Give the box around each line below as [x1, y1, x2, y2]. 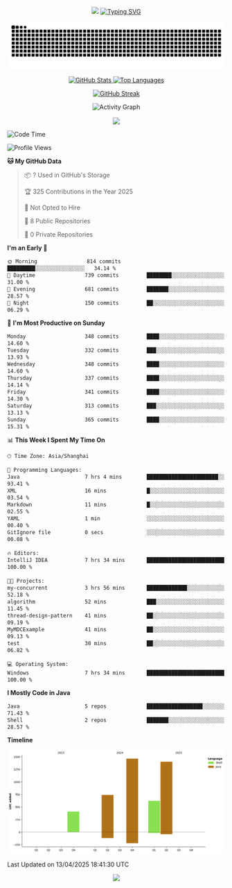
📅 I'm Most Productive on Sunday [7, 318, 105, 327]
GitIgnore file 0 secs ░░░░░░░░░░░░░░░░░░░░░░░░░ [7, 529, 225, 536]
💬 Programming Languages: [7, 466, 82, 473]
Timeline [7, 735, 33, 744]
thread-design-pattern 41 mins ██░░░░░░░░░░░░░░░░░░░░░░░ [7, 612, 225, 619]
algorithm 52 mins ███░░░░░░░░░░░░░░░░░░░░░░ [7, 598, 225, 605]
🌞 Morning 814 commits [7, 257, 121, 265]
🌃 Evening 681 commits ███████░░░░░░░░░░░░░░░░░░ [7, 285, 225, 293]
